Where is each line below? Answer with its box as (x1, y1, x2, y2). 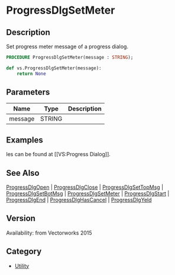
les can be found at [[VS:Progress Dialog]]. (6, 151, 111, 158)
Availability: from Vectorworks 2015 (6, 229, 93, 236)
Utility (14, 262, 30, 269)
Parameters (6, 87, 50, 97)
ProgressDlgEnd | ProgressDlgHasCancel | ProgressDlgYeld (6, 197, 152, 204)
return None (17, 71, 46, 77)
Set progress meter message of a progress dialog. (6, 43, 129, 50)
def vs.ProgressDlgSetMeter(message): (6, 65, 102, 71)
